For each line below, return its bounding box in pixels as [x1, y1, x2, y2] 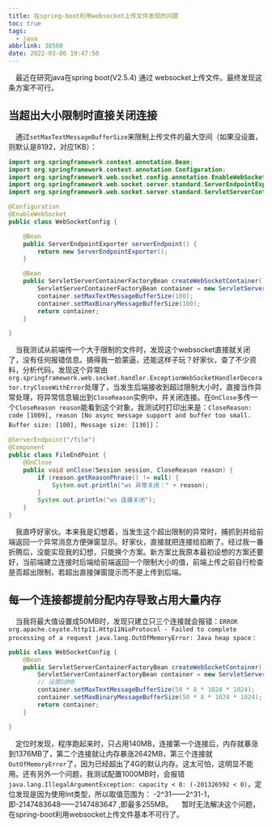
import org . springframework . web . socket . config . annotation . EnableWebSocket [8, 173, 266, 181]
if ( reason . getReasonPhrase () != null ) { [37, 473, 180, 481]
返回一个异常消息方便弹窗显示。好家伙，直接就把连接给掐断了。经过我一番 [15, 536, 264, 546]
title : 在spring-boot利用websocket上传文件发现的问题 [8, 11, 179, 20]
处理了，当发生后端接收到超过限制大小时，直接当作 [84, 382, 255, 392]
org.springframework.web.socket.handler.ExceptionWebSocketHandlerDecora [8, 374, 263, 383]
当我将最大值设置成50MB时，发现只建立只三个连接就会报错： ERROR [15, 616, 238, 626]
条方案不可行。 [8, 83, 58, 92]
